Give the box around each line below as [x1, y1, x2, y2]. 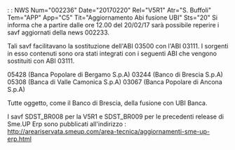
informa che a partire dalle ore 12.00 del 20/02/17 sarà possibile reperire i [7, 21, 220, 29]
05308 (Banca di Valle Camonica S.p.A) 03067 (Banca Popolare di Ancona [7, 78, 222, 86]
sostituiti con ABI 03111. [7, 57, 75, 65]
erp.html [7, 135, 32, 143]
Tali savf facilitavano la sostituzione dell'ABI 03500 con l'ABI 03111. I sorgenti [7, 42, 229, 50]
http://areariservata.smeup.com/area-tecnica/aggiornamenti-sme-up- [7, 128, 210, 135]
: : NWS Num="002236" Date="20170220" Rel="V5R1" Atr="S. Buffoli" [7, 6, 212, 14]
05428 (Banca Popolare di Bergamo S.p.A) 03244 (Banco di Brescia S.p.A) [7, 70, 223, 79]
